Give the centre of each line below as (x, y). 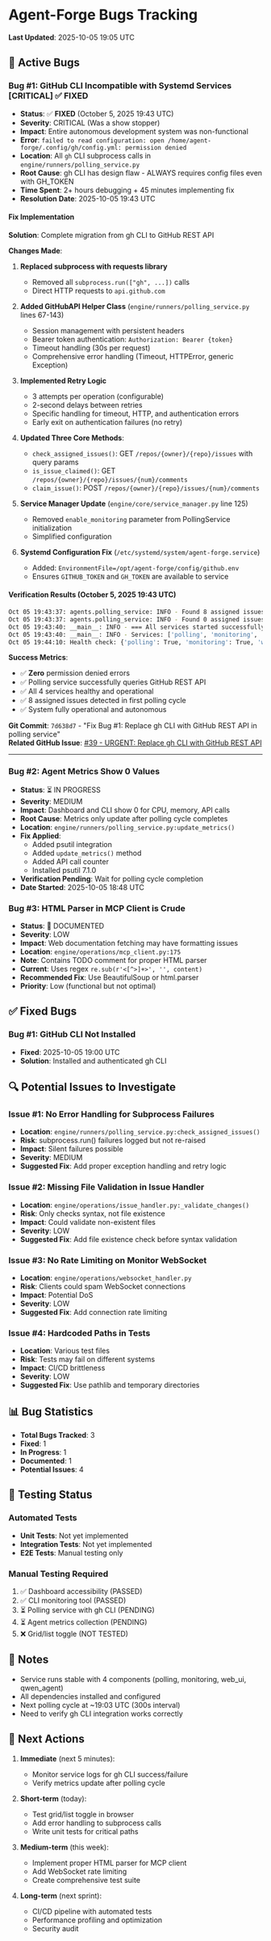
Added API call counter (70, 861)
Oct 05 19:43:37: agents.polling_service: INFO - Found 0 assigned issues (137, 619)
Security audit (55, 1928)
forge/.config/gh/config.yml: (71, 147)
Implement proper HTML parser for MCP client (109, 1863)
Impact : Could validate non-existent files (88, 1222)
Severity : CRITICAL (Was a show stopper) (90, 122)
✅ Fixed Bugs (43, 1012)
